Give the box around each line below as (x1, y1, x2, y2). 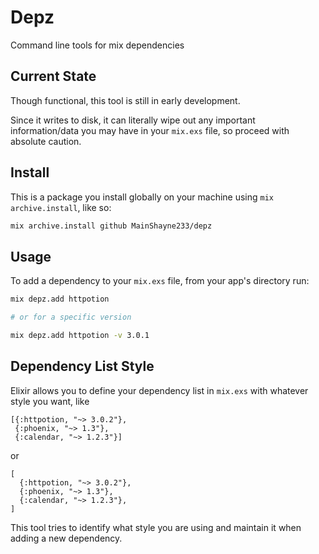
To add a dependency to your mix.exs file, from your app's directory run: (10, 275, 310, 287)
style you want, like (10, 395, 90, 407)
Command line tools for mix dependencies (10, 39, 185, 51)
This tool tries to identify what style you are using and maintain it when (10, 521, 302, 533)
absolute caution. (10, 135, 82, 147)
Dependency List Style (10, 358, 155, 375)
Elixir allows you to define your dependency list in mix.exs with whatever (10, 384, 309, 396)
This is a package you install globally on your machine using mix (10, 191, 275, 203)
